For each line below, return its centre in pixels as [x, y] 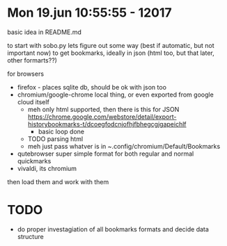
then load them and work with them [58, 181]
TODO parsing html [55, 139]
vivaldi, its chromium [47, 168]
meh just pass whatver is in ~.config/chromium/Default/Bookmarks [124, 146]
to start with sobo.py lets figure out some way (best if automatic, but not [111, 45]
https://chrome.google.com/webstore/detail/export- [102, 117]
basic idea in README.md [45, 32]
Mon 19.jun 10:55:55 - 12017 [89, 13]
